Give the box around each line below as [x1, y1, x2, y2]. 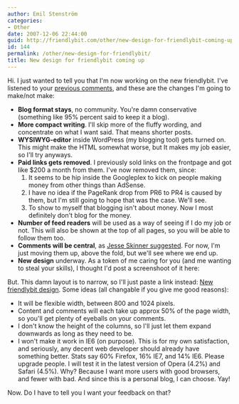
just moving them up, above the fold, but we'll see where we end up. [17, 248, 218, 257]
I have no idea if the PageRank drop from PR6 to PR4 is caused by [28, 188, 223, 196]
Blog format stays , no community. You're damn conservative [17, 105, 197, 114]
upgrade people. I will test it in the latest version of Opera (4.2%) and [17, 359, 221, 368]
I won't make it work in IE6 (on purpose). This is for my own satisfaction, [17, 336, 230, 345]
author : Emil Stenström [7, 10, 78, 18]
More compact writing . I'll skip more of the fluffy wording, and [17, 120, 202, 129]
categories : [7, 17, 43, 24]
